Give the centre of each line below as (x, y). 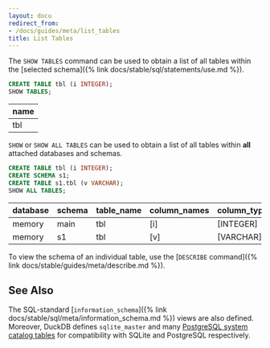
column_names (180, 210)
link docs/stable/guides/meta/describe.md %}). (87, 265)
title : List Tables (41, 38)
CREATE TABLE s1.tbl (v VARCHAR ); (66, 183)
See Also (31, 290)
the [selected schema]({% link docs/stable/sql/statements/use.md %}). (127, 70)
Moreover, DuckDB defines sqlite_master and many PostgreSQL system (128, 327)
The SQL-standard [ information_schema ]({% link (88, 309)
